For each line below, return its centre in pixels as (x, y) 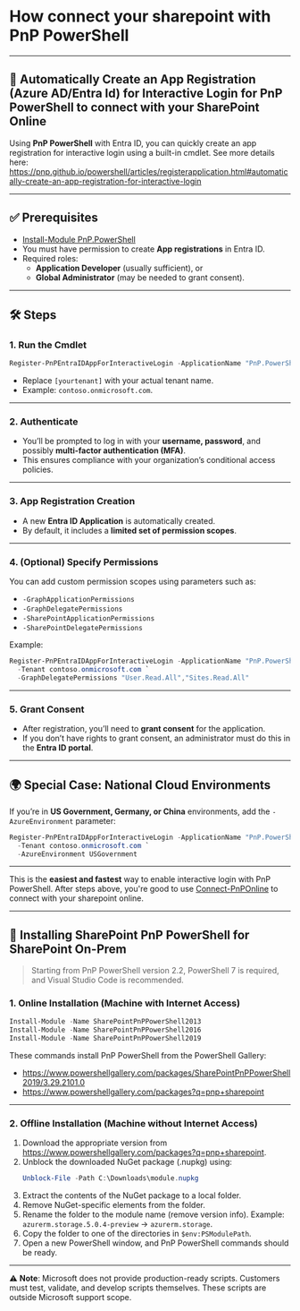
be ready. (40, 1253)
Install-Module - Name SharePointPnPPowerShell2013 (105, 1022)
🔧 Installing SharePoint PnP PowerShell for (129, 934)
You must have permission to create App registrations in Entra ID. (143, 249)
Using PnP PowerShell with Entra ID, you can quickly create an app (133, 143)
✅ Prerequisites (54, 218)
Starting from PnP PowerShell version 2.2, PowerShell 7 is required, (155, 971)
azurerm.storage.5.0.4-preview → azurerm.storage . (117, 1224)
